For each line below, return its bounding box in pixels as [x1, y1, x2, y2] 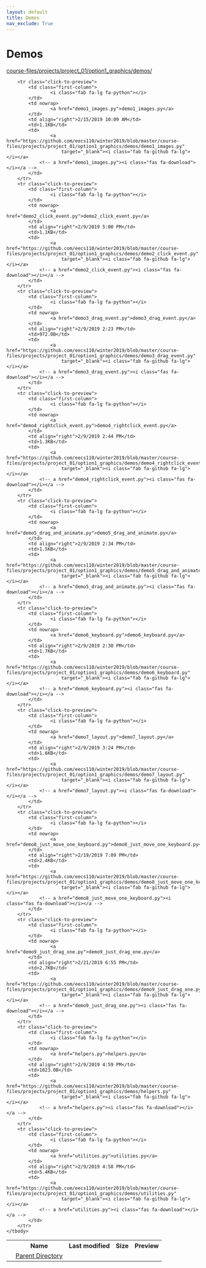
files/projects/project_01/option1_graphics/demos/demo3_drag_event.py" [6, 353, 196, 359]
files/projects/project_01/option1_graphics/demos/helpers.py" [6, 1089, 172, 1095]
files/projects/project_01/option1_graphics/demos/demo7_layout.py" [6, 771, 185, 778]
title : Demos [6, 15, 40, 21]
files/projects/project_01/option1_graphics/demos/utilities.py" [6, 1191, 177, 1197]
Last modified [68, 1242, 110, 1250]
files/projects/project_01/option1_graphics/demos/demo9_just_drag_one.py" [6, 986, 204, 993]
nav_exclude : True [6, 20, 53, 26]
